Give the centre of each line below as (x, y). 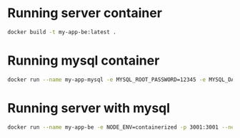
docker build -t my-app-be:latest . (62, 32)
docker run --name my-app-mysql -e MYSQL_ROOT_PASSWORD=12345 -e (106, 80)
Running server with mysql (89, 108)
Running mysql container (84, 60)
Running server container (85, 13)
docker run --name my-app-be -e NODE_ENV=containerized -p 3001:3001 (113, 127)
